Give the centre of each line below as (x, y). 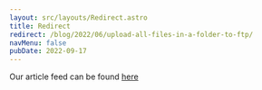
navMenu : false (38, 43)
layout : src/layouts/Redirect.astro (78, 18)
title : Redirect (40, 26)
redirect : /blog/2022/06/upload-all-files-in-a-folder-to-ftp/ (131, 34)
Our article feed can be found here (74, 76)
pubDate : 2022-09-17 (49, 51)
